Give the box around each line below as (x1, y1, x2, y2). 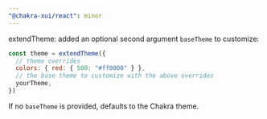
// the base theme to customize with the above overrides (15, 72, 215, 80)
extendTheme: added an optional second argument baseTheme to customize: (8, 34, 260, 43)
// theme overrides (15, 57, 81, 65)
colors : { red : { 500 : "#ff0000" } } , (15, 64, 146, 72)
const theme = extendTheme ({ (8, 49, 106, 57)
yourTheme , (15, 80, 52, 88)
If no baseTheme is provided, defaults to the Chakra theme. (8, 101, 199, 111)
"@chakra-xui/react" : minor (8, 11, 103, 20)
